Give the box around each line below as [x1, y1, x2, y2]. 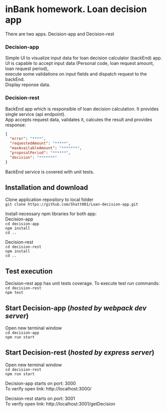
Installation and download [5, 183, 89, 192]
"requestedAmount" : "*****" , [10, 141, 71, 146]
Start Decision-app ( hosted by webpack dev [5, 304, 147, 312]
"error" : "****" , [10, 136, 46, 142]
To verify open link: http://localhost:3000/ [5, 385, 92, 391]
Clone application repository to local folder [5, 196, 94, 202]
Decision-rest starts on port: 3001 [5, 395, 75, 401]
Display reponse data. [5, 82, 51, 88]
